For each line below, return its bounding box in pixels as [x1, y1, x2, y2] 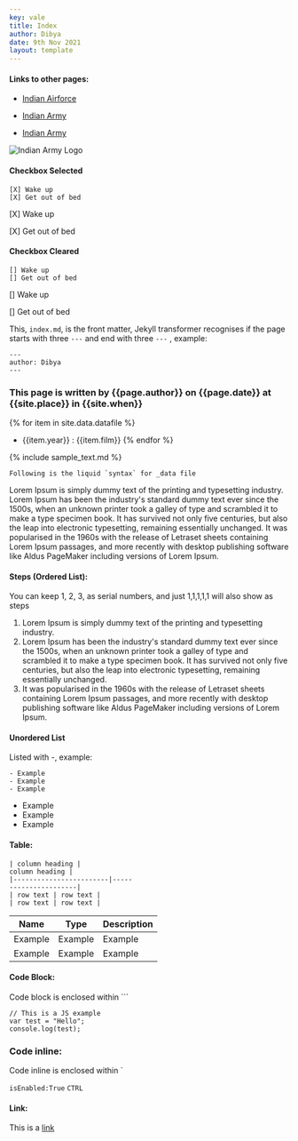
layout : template [9, 46, 74, 55]
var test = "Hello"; [9, 1017, 86, 1025]
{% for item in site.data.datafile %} [9, 418, 136, 428]
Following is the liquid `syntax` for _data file [9, 469, 197, 478]
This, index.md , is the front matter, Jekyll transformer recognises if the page [9, 323, 286, 334]
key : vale [9, 12, 46, 22]
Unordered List [9, 732, 66, 743]
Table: [9, 840, 34, 850]
